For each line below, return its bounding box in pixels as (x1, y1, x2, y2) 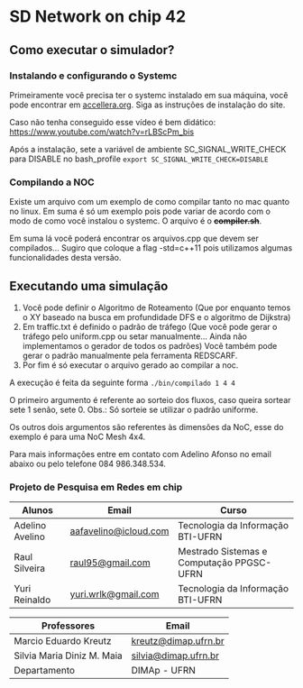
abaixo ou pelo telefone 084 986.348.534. (9, 458, 167, 469)
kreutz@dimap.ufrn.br (131, 635, 225, 647)
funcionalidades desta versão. (9, 252, 122, 263)
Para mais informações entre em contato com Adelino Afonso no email (9, 448, 272, 459)
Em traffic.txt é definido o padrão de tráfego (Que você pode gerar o (22, 321, 278, 332)
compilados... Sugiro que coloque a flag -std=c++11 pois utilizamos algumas (9, 243, 293, 253)
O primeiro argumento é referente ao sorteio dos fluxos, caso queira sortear (9, 394, 291, 405)
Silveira (14, 562, 45, 574)
